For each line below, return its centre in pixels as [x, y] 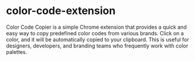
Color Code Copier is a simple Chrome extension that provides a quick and [96, 27]
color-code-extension [61, 11]
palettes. [17, 52]
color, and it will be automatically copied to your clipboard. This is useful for [98, 39]
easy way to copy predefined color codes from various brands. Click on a [95, 33]
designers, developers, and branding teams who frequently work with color [97, 46]
